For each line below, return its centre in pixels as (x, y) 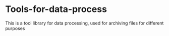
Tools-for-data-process (56, 9)
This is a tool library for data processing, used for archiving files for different (84, 23)
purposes (15, 28)
